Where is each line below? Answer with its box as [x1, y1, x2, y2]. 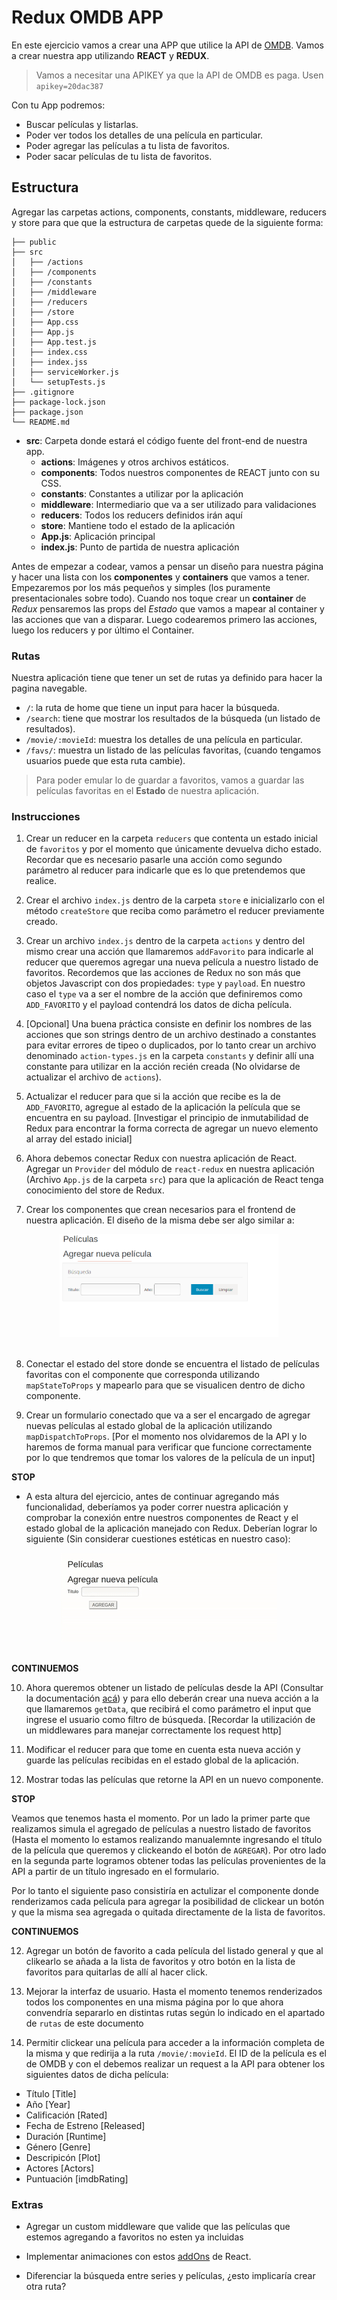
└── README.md [11, 417, 71, 427]
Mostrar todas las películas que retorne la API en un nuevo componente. [25, 1774, 324, 1786]
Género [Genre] [25, 2141, 91, 2153]
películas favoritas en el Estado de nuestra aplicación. [35, 785, 260, 797]
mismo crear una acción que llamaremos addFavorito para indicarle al [25, 946, 314, 958]
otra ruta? [25, 2281, 67, 2293]
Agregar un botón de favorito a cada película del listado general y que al [25, 1945, 324, 1957]
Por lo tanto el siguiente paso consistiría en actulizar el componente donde [11, 1885, 319, 1897]
